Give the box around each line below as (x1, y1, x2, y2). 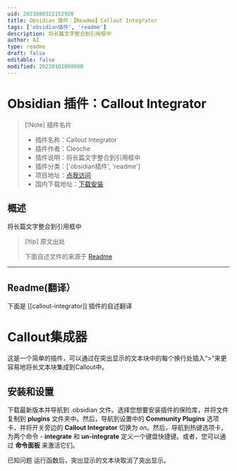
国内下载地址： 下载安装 (35, 180, 104, 188)
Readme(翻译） (7, 281, 76, 293)
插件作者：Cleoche (35, 144, 91, 153)
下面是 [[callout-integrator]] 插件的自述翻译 (7, 302, 133, 310)
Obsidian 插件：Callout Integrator (7, 95, 207, 112)
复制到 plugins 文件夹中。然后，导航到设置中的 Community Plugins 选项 (7, 414, 219, 423)
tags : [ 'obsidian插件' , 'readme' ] (7, 23, 107, 30)
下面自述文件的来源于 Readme (24, 252, 113, 261)
